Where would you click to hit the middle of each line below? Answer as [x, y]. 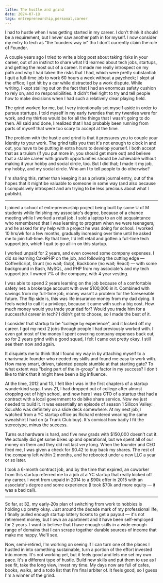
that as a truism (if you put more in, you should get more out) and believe [78, 153]
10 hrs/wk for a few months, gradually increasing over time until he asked [78, 233]
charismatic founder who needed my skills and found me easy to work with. [81, 359]
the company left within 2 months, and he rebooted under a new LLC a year [81, 455]
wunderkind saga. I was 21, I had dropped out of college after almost [73, 389]
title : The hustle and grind [34, 9]
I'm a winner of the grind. [30, 575]
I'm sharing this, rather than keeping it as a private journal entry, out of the [79, 178]
